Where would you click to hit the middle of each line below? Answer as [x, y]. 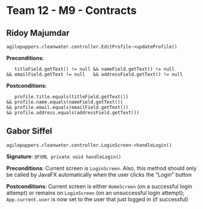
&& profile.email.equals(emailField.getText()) [68, 107]
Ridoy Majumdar [38, 33]
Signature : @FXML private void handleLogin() [64, 156]
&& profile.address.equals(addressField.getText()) [73, 113]
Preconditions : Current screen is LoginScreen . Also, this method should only [101, 168]
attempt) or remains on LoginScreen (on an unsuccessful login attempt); [95, 193]
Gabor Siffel [29, 131]
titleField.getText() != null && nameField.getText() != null [94, 69]
